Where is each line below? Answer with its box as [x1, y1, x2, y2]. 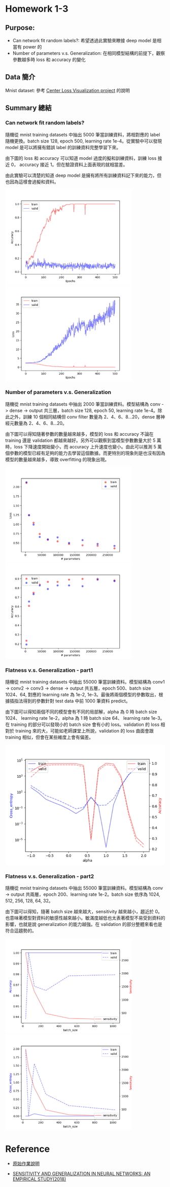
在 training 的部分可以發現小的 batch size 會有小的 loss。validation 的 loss [5, 721, 160, 728]
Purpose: [5, 23, 35, 32]
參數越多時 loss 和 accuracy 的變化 [12, 56, 86, 63]
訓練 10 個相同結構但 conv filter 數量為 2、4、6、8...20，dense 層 [22, 413, 161, 420]
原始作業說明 [12, 1161, 40, 1167]
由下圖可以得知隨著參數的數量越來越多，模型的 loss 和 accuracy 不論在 [5, 431, 154, 437]
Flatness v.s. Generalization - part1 [5, 666, 93, 673]
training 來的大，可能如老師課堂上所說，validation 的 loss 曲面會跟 [15, 728, 154, 734]
